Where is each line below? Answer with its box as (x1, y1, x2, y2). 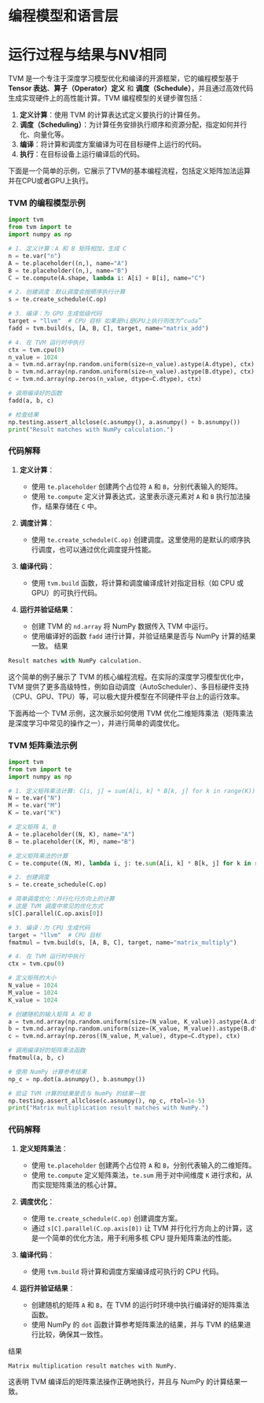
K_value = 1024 (8, 996, 58, 1004)
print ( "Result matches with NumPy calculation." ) (8, 426, 174, 434)
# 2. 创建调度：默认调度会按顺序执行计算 (8, 288, 126, 296)
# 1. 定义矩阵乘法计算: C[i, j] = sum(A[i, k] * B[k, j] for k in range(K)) (8, 787, 256, 795)
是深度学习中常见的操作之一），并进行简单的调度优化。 (8, 718, 184, 728)
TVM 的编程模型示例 (8, 198, 86, 209)
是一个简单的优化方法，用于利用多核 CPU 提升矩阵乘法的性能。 (31, 1233, 236, 1242)
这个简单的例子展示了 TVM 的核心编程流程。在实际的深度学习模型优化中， (8, 672, 248, 681)
